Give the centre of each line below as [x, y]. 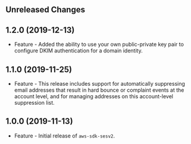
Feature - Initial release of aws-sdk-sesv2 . [65, 136]
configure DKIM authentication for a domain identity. [79, 51]
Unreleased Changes [46, 10]
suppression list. [34, 103]
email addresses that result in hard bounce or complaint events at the [99, 90]
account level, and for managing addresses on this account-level [94, 96]
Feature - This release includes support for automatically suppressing [100, 84]
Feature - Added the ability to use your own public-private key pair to [99, 45]
